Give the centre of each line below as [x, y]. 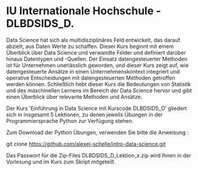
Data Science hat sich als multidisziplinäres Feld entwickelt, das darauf [93, 40]
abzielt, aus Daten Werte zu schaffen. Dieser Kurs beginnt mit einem [90, 46]
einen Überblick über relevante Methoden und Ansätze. [74, 97]
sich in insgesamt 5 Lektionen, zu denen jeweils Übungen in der [84, 115]
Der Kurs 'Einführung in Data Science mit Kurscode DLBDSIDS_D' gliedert [97, 108]
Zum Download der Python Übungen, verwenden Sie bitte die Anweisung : [98, 132]
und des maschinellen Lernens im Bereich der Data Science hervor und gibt [99, 90]
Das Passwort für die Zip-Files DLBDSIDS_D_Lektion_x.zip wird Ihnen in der [99, 155]
